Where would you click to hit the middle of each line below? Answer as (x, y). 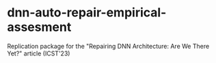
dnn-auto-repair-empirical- (87, 13)
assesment (39, 27)
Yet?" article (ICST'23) (39, 53)
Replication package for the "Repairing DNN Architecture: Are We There (108, 46)
